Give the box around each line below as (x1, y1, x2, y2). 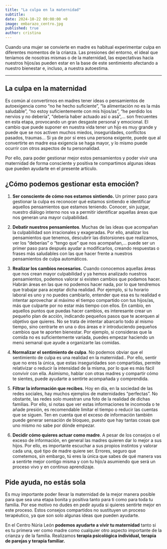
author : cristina (5, 30, 41, 35)
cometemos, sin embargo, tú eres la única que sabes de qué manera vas (12, 453, 162, 459)
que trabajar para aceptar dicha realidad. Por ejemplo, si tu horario (12, 286, 149, 292)
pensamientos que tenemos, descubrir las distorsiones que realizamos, (12, 235, 159, 241)
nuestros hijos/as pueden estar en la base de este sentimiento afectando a (5, 60, 158, 66)
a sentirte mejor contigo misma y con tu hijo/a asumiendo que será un (12, 458, 156, 464)
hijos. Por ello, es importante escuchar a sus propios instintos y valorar (12, 442, 158, 448)
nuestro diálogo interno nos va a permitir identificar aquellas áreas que (12, 209, 158, 215)
